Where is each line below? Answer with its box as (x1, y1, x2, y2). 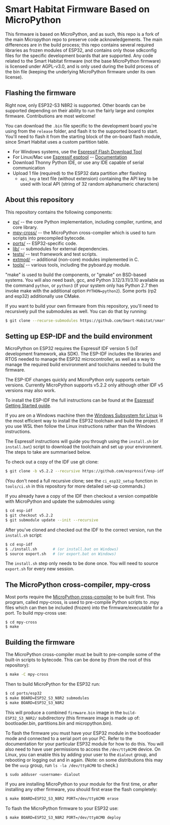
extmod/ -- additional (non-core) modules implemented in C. (12, 256, 139, 263)
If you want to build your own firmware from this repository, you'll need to (5, 302, 159, 309)
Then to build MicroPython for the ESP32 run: (5, 681, 100, 687)
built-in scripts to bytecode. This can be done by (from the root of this (5, 657, 151, 663)
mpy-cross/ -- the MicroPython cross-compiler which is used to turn (12, 229, 156, 236)
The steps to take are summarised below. (5, 449, 91, 455)
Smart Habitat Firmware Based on (5, 4, 150, 15)
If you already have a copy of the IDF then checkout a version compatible (5, 493, 158, 499)
